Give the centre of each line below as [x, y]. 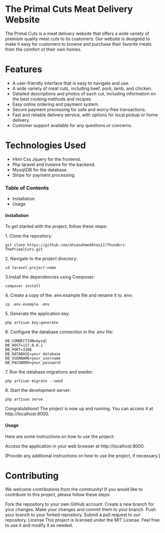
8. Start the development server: [38, 390]
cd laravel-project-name [31, 268]
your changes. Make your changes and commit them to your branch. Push [81, 510]
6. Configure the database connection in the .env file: [59, 332]
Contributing [32, 476]
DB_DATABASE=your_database [33, 354]
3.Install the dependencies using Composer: [50, 277]
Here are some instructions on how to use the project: [60, 436]
